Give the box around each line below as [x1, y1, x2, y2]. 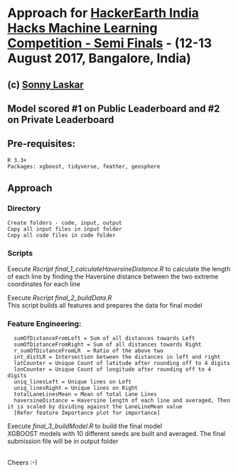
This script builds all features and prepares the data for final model [7, 300, 202, 310]
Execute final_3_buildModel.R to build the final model [7, 422, 162, 430]
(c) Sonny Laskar [7, 78, 84, 90]
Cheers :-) [7, 458, 38, 467]
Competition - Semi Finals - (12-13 [7, 36, 212, 51]
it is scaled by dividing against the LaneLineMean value [7, 403, 183, 411]
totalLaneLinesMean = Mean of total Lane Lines [13, 391, 158, 398]
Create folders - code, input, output [7, 219, 122, 227]
